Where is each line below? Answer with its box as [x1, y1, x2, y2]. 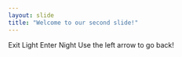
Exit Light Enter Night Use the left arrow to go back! [8, 40, 175, 49]
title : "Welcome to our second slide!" [8, 19, 139, 27]
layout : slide [8, 11, 55, 20]
